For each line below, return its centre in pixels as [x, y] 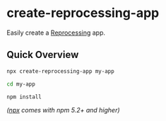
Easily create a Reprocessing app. [56, 33]
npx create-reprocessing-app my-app [60, 71]
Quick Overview [43, 55]
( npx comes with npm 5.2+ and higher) [64, 110]
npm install [24, 97]
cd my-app [21, 84]
